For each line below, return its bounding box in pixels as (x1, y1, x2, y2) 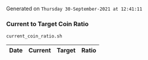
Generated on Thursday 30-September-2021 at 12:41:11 (6, 5, 143, 12)
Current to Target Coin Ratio (6, 20, 89, 28)
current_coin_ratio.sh (6, 33, 62, 39)
